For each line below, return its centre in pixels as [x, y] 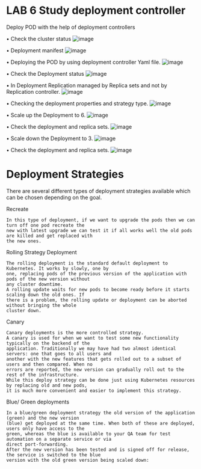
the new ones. [24, 241]
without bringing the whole [42, 305]
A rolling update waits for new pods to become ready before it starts [98, 289]
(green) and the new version [43, 418]
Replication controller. [33, 91]
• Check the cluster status [39, 38]
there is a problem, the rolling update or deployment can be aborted [97, 300]
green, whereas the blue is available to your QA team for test [88, 434]
